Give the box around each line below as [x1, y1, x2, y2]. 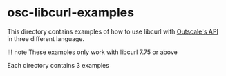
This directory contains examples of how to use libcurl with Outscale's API [7, 27, 219, 36]
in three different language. [7, 34, 85, 42]
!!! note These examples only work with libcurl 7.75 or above [7, 48, 178, 56]
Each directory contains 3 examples [7, 61, 109, 69]
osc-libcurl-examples [7, 5, 135, 21]
